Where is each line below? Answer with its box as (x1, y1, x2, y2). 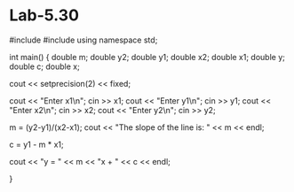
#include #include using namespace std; (9, 35, 158, 45)
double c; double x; (9, 61, 80, 72)
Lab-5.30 (9, 5, 80, 26)
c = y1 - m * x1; (9, 139, 64, 150)
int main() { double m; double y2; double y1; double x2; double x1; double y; (9, 51, 286, 62)
